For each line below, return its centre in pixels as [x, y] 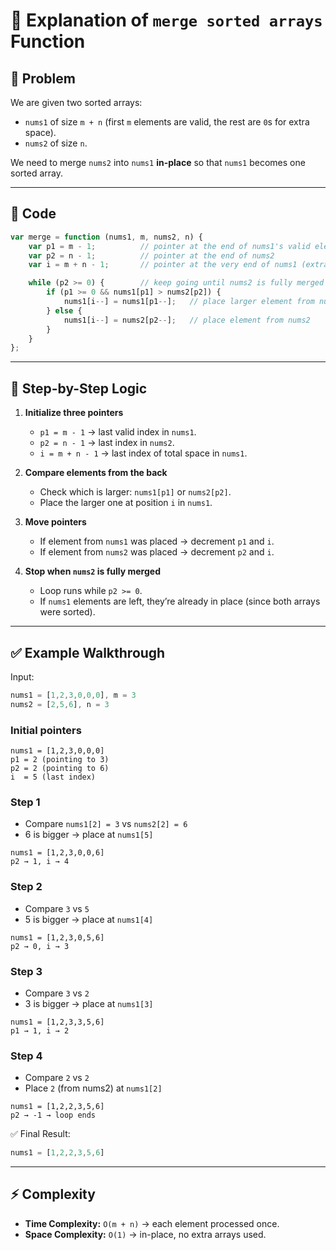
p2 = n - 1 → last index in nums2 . [107, 443]
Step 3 [26, 971]
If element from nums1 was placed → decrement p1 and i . [157, 541]
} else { [64, 310]
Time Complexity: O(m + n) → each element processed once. [152, 1223]
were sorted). [67, 612]
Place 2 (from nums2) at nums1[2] [93, 1088]
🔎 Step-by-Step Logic [79, 388]
